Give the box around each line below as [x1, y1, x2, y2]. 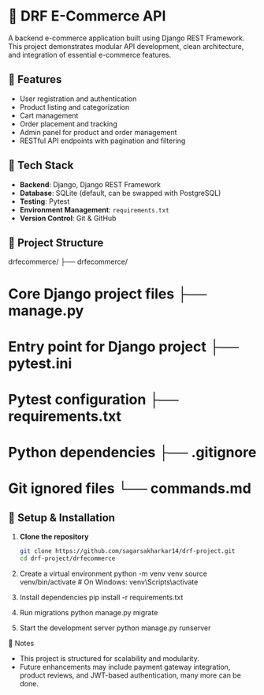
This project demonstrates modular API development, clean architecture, [8, 41, 244, 51]
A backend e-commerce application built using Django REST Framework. [8, 33, 245, 43]
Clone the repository [19, 532, 89, 542]
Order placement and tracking [19, 118, 117, 129]
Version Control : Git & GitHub [19, 213, 117, 223]
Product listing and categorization [19, 102, 130, 111]
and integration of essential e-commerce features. [8, 50, 172, 59]
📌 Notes [8, 638, 35, 648]
